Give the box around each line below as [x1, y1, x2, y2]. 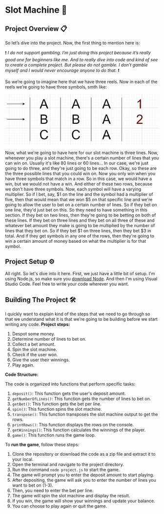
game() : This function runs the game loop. [12, 432, 96, 438]
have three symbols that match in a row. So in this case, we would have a [5, 176, 152, 182]
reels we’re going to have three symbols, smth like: [5, 84, 107, 90]
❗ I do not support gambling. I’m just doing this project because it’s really [5, 50, 151, 55]
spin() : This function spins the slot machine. [12, 406, 102, 412]
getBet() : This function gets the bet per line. [12, 401, 102, 407]
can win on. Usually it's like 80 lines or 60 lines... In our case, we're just [5, 160, 149, 166]
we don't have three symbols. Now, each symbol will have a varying [5, 186, 142, 192]
